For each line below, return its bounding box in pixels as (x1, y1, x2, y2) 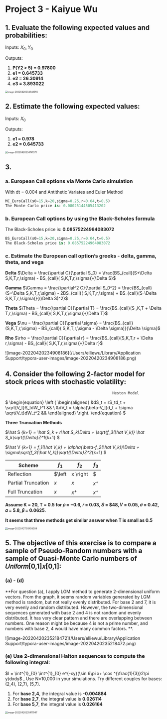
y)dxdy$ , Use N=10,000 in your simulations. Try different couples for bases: (5, 676, 163, 682)
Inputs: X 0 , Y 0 (5, 44, 33, 51)
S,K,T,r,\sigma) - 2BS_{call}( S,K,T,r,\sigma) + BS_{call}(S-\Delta (25, 290, 157, 296)
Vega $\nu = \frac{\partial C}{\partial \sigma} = (5, 320, 102, 326)
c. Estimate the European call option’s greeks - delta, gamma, (5, 252, 157, 259)
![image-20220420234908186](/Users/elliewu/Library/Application (5, 350, 141, 356)
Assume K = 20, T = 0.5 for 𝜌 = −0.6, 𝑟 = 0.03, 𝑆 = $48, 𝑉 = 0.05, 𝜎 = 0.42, (5, 501, 160, 507)
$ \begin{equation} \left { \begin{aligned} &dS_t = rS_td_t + (5, 399, 126, 405)
